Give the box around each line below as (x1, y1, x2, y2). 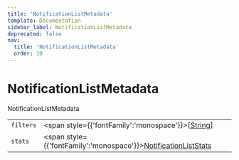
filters (11, 121, 37, 129)
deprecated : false (7, 30, 62, 38)
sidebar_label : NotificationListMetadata (7, 23, 132, 31)
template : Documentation (7, 17, 81, 24)
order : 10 (14, 50, 43, 58)
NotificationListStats (144, 140, 212, 150)
